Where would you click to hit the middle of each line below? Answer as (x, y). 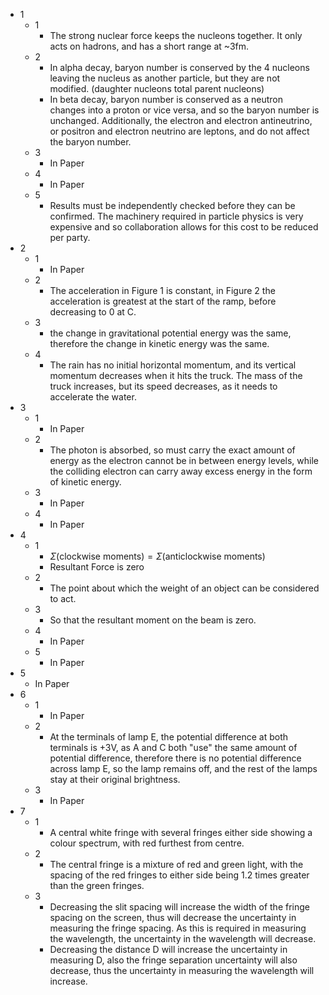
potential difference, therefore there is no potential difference (175, 758)
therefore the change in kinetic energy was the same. (159, 343)
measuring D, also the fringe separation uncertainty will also (173, 960)
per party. (70, 237)
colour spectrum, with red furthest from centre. (147, 843)
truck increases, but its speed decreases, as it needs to (163, 386)
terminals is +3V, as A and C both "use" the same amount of (173, 747)
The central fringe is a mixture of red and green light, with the (176, 864)
